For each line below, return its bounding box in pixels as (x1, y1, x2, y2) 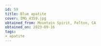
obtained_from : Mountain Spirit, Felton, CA (5, 20, 96, 25)
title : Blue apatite (5, 11, 47, 16)
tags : (5, 29, 16, 34)
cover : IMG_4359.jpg (5, 16, 47, 21)
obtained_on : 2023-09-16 (5, 25, 55, 30)
